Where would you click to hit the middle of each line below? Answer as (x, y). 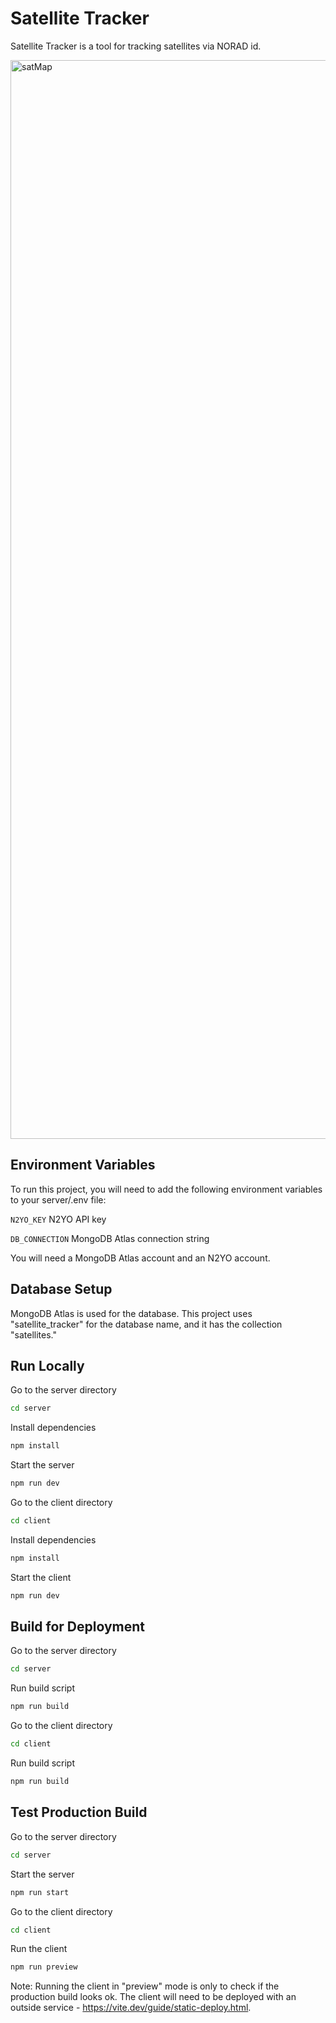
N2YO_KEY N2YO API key (58, 1219)
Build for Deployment (78, 1627)
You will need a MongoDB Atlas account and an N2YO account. (140, 1258)
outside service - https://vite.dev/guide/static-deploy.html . (131, 2008)
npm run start (40, 1892)
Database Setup (61, 1289)
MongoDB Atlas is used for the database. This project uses (131, 1313)
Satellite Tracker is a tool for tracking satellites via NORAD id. (136, 46)
